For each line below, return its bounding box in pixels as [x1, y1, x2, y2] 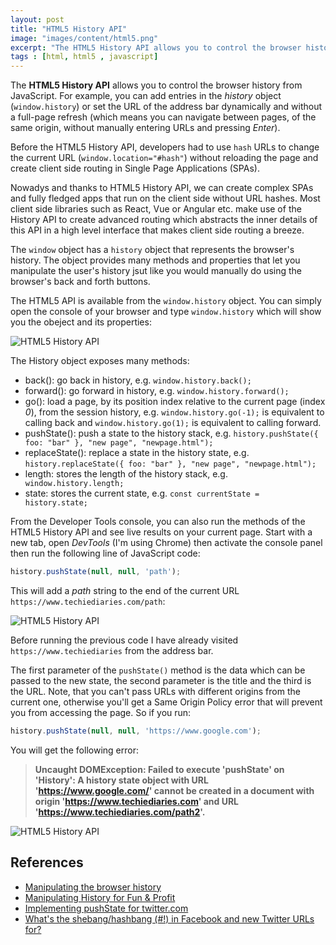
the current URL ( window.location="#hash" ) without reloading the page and [10, 152, 319, 164]
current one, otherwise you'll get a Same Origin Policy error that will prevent [10, 696, 323, 708]
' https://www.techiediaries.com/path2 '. [34, 806, 206, 818]
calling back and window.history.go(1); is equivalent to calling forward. [24, 417, 322, 429]
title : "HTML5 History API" [10, 24, 128, 34]
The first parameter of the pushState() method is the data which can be [10, 664, 306, 676]
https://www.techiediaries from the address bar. [10, 645, 214, 656]
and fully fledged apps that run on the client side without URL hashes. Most [10, 192, 321, 205]
